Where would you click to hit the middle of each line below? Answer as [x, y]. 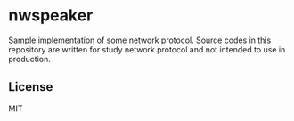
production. [29, 59]
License [31, 87]
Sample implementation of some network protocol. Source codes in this [140, 40]
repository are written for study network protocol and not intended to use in [147, 49]
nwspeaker [51, 16]
